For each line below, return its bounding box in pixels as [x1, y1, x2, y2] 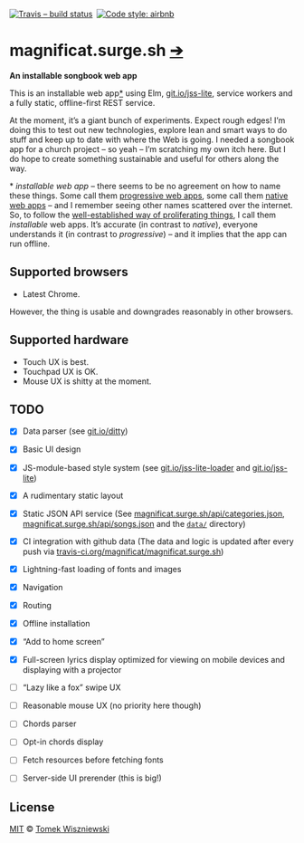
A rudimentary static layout [22, 490, 124, 501]
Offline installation [22, 618, 90, 628]
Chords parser [22, 718, 77, 729]
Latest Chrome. [22, 288, 81, 299]
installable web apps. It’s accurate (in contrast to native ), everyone [9, 218, 258, 230]
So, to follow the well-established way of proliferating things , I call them [9, 209, 277, 220]
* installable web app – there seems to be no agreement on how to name [9, 180, 281, 191]
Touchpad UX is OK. [22, 366, 99, 377]
